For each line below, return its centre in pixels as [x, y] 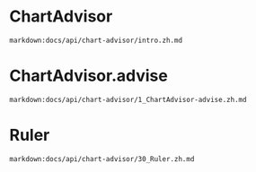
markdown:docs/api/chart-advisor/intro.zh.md [96, 40]
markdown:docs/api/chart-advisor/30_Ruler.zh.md [102, 159]
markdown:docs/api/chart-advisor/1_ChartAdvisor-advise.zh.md [128, 99]
